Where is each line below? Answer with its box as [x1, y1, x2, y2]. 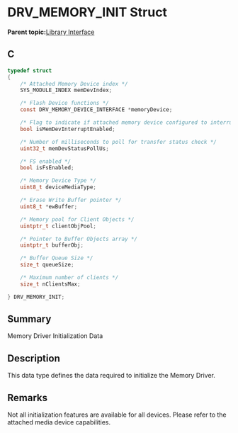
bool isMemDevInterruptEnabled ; [20, 125, 115, 133]
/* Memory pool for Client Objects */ [20, 215, 135, 223]
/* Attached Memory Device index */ [20, 80, 129, 87]
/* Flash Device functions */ [20, 100, 110, 107]
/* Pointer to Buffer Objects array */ [20, 235, 138, 242]
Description [7, 352, 60, 364]
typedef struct [7, 67, 52, 74]
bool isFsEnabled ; [20, 164, 74, 171]
